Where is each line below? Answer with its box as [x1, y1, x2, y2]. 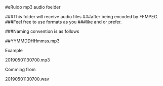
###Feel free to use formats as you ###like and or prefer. [5, 19, 122, 25]
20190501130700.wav [5, 76, 49, 82]
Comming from [5, 66, 36, 72]
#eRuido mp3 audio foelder [5, 4, 61, 10]
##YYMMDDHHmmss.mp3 [5, 38, 60, 44]
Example [5, 48, 23, 53]
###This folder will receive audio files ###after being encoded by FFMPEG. [5, 14, 159, 19]
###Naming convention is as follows [5, 29, 80, 34]
